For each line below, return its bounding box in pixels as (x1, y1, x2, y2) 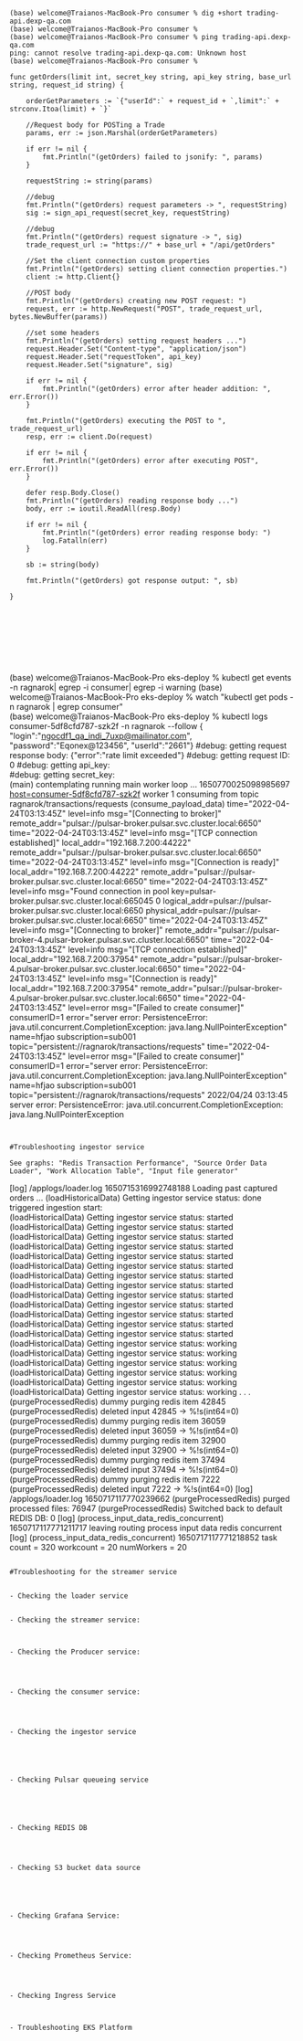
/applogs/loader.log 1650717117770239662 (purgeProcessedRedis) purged (9, 1494, 290, 1504)
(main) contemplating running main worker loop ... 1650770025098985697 (9, 779, 290, 789)
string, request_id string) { (9, 80, 125, 90)
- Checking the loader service (9, 1592, 129, 1601)
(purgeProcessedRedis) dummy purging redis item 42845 (9, 1396, 226, 1407)
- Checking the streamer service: (9, 1615, 141, 1624)
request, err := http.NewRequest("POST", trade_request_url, (26, 304, 263, 313)
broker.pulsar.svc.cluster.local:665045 (9, 895, 154, 906)
